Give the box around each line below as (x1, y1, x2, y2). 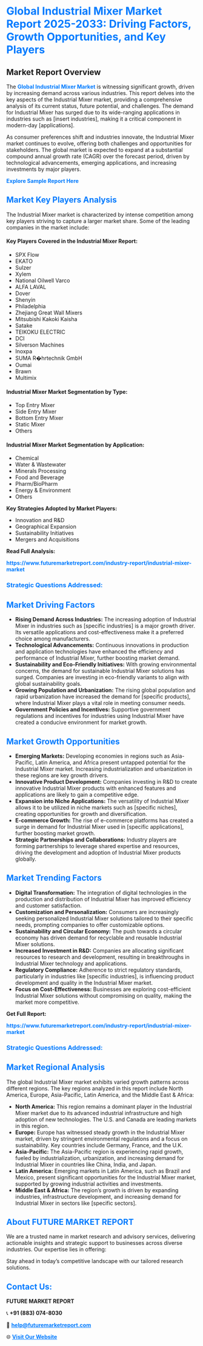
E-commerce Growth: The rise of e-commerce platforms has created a (15, 817, 194, 824)
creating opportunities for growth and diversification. (15, 810, 147, 817)
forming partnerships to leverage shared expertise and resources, (15, 842, 180, 849)
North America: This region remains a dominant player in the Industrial (15, 1102, 192, 1110)
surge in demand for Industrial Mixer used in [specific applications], (15, 823, 184, 830)
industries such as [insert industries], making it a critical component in (6, 115, 182, 122)
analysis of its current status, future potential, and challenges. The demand (6, 102, 194, 110)
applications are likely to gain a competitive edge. (15, 791, 139, 798)
